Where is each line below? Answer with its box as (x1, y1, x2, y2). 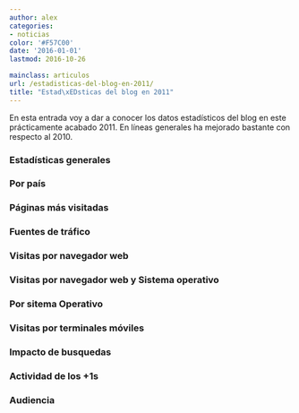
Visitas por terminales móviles (9, 322, 145, 334)
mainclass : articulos (9, 71, 90, 81)
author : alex (9, 13, 58, 22)
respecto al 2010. (9, 131, 73, 142)
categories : (9, 22, 54, 30)
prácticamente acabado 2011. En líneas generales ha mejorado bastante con (9, 122, 291, 133)
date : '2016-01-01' (9, 47, 82, 56)
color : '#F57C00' (9, 38, 74, 47)
